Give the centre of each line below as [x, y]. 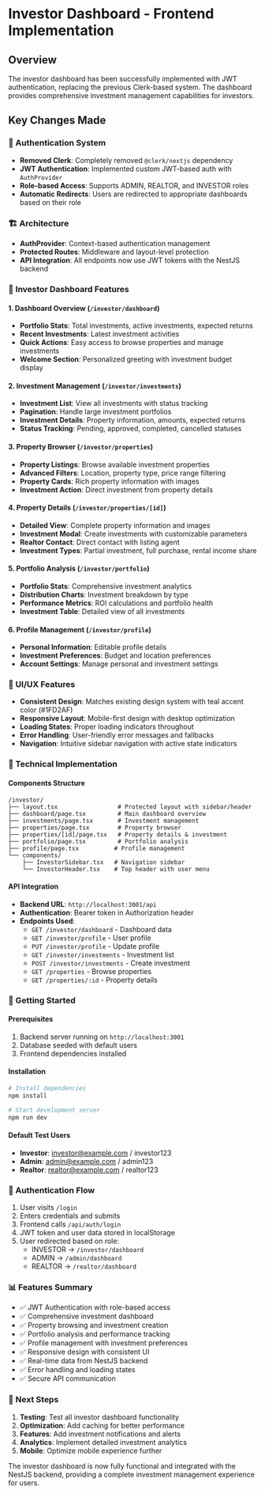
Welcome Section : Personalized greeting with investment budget [126, 359]
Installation [27, 1071]
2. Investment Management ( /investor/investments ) [95, 385]
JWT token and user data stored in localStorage [97, 1233]
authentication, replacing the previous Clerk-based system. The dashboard [130, 87]
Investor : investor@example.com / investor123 [95, 1153]
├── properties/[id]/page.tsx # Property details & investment [118, 834]
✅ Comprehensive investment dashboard [86, 1316]
